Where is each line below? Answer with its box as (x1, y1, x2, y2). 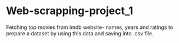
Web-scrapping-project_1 (6, 4, 134, 18)
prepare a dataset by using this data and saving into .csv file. (6, 29, 154, 37)
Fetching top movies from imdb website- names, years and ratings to (6, 24, 174, 31)
